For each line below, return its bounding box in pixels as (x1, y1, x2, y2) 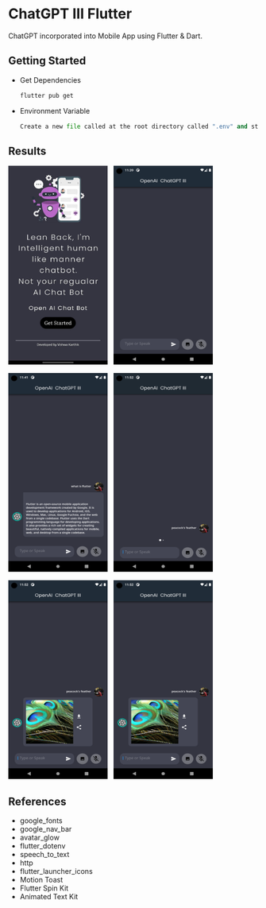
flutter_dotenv (19, 841, 66, 851)
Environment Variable (19, 106, 91, 115)
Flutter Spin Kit (19, 883, 69, 893)
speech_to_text (19, 850, 70, 859)
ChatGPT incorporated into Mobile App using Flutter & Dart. (8, 31, 202, 41)
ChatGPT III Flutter (8, 5, 133, 23)
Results (8, 144, 47, 157)
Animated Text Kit (19, 892, 79, 902)
